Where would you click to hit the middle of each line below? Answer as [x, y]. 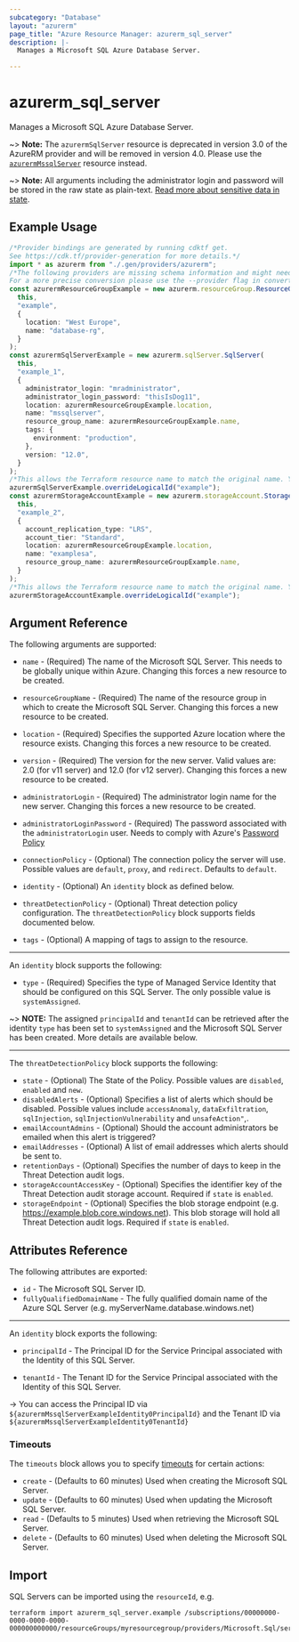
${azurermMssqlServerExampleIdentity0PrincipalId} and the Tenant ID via [145, 1414]
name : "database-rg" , [65, 330]
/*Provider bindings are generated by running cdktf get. [119, 247]
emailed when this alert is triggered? [89, 1137]
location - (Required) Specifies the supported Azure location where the [154, 734]
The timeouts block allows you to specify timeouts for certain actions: [137, 1464]
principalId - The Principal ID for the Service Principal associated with [152, 1351]
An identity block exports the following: [83, 1334]
